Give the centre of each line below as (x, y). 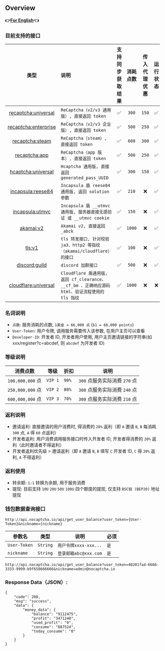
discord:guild (32, 265)
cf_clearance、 (89, 280)
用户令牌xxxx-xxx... (80, 545)
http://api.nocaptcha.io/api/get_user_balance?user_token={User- (73, 519)
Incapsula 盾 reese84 (85, 186)
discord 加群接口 (79, 265)
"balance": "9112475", (55, 614)
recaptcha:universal (32, 113)
